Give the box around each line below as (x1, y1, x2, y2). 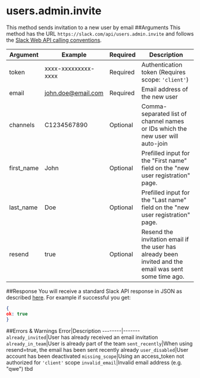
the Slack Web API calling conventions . (6, 36, 102, 43)
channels (9, 121, 35, 129)
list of (171, 109, 187, 118)
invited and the (141, 257, 183, 266)
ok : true (6, 311, 28, 317)
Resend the (141, 228, 174, 236)
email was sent (141, 264, 183, 273)
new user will (141, 132, 179, 140)
